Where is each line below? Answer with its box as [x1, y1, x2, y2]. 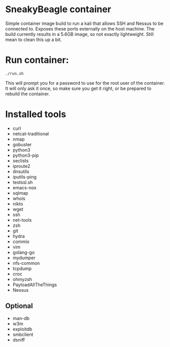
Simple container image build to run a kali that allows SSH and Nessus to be [5, 20, 164, 26]
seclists [12, 157, 29, 163]
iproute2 [12, 163, 30, 169]
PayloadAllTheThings [12, 282, 57, 288]
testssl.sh [12, 179, 33, 185]
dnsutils [12, 168, 29, 175]
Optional [5, 302, 33, 310]
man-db [12, 315, 29, 321]
